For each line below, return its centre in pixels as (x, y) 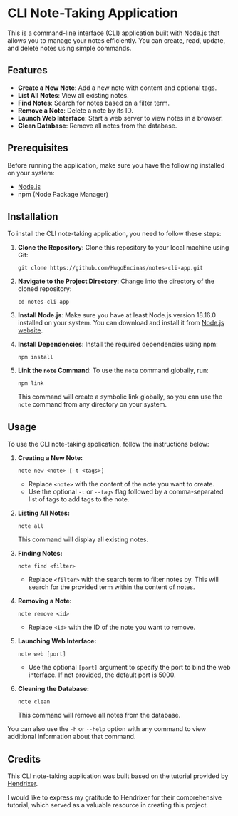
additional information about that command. (72, 737)
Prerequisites (38, 148)
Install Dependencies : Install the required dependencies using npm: (118, 345)
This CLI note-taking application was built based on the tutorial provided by (118, 776)
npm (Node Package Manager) (63, 194)
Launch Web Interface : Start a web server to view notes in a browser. (120, 118)
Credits (24, 759)
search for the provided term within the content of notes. (112, 587)
